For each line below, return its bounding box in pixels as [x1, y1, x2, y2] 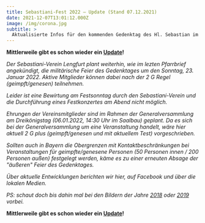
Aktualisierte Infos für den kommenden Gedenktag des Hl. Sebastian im [12, 32, 199, 38]
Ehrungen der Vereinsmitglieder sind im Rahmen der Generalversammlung [6, 110, 194, 118]
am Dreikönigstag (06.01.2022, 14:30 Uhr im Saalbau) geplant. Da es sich [6, 117, 193, 124]
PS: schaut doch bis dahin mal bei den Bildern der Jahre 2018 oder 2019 [6, 191, 190, 199]
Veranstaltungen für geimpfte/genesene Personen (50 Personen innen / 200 [6, 148, 199, 156]
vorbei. [6, 198, 24, 205]
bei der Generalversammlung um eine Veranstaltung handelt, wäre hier [6, 123, 186, 130]
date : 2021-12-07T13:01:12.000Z [6, 15, 89, 21]
